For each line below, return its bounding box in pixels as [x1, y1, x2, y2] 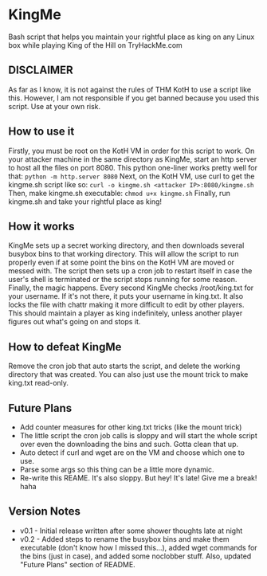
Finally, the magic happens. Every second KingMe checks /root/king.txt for [8, 283, 254, 292]
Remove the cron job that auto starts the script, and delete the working [8, 361, 241, 371]
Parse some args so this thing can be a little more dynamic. [19, 464, 214, 474]
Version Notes [8, 504, 81, 519]
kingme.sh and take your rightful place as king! [8, 197, 162, 206]
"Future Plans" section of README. [19, 559, 135, 569]
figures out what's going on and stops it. [8, 317, 141, 327]
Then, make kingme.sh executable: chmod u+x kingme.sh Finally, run [8, 188, 231, 198]
